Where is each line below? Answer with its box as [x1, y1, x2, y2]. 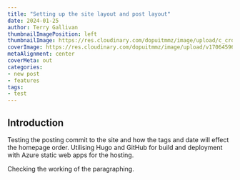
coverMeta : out [7, 57, 53, 64]
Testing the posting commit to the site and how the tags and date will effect [7, 135, 229, 144]
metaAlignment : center [7, 51, 75, 58]
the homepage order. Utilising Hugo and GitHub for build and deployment [7, 143, 223, 151]
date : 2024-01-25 [7, 17, 59, 24]
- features [7, 76, 40, 84]
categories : [7, 64, 43, 71]
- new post [7, 70, 40, 77]
